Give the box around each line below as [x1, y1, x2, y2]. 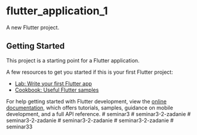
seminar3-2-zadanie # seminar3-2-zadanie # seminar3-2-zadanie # [6, 117, 174, 124]
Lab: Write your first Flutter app [14, 80, 93, 87]
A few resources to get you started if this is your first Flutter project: [6, 68, 173, 76]
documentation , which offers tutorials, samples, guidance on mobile [6, 104, 173, 111]
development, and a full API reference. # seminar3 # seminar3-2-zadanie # [6, 110, 191, 117]
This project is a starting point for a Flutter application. [6, 56, 140, 64]
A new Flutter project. [6, 24, 60, 31]
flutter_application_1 [6, 4, 109, 18]
